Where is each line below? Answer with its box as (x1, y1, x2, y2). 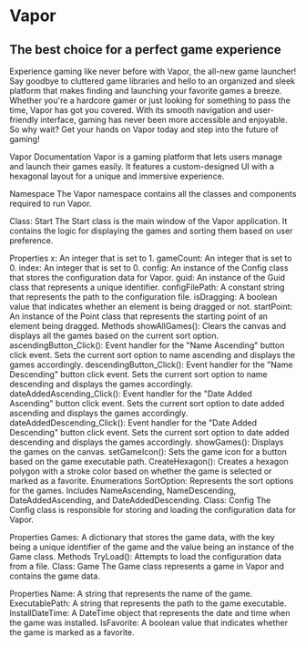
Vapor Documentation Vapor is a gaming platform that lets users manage (9, 151, 282, 162)
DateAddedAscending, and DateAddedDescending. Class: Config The (9, 495, 271, 506)
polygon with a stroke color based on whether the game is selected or (9, 466, 272, 477)
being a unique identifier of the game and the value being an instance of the (9, 541, 294, 552)
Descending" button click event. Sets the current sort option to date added (9, 427, 290, 437)
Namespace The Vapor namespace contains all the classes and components (9, 189, 297, 199)
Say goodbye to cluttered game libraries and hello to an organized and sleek (9, 76, 296, 87)
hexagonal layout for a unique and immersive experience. (9, 170, 225, 181)
